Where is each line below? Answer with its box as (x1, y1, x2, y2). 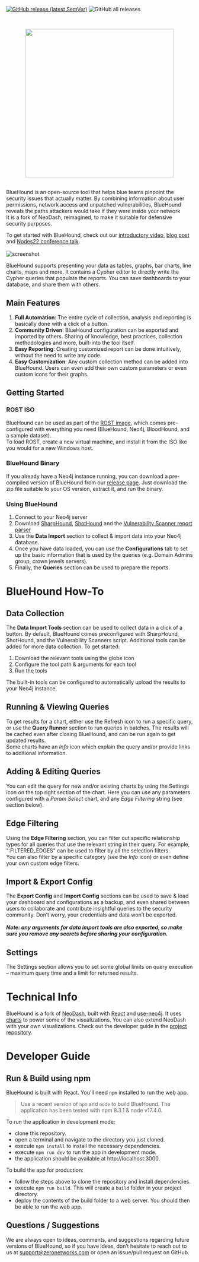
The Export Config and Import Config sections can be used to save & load (6, 892, 189, 899)
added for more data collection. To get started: (6, 643, 120, 650)
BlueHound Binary (6, 459, 60, 467)
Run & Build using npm (6, 1073, 91, 1083)
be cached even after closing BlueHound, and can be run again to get (6, 730, 176, 737)
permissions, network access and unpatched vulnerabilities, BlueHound (6, 201, 182, 208)
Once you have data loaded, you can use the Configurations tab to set (14, 545, 188, 552)
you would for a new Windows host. (6, 444, 94, 451)
